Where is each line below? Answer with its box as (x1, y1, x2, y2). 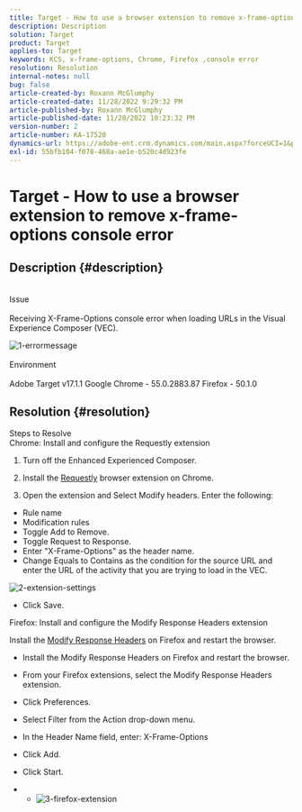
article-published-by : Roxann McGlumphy (9, 105, 164, 114)
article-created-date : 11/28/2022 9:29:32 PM (9, 96, 182, 106)
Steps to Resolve (9, 428, 72, 439)
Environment (9, 359, 57, 370)
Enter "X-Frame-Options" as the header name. (22, 546, 195, 557)
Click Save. (22, 600, 65, 611)
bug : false (9, 80, 50, 89)
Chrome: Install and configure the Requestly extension (9, 438, 211, 449)
